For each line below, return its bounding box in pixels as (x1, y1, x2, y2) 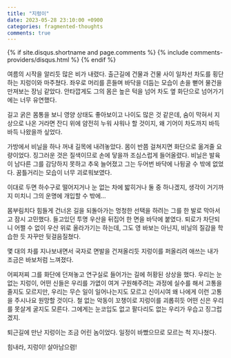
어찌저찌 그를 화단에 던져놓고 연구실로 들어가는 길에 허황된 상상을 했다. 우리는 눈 (7, 270, 223, 279)
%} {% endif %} (70, 56, 117, 64)
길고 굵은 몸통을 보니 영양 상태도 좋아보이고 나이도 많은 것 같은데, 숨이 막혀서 (7, 111, 213, 119)
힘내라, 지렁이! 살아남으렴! (7, 343, 77, 351)
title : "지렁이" (7, 10, 50, 17)
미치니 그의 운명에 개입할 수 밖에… (14, 191, 106, 200)
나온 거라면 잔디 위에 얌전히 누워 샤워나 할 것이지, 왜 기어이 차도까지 (25, 119, 208, 128)
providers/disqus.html (7, 56, 70, 64)
